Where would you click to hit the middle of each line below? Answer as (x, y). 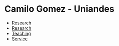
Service (20, 39)
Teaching (21, 33)
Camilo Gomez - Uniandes (59, 9)
